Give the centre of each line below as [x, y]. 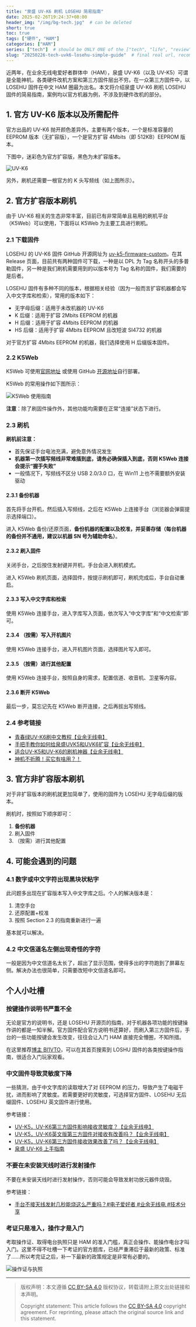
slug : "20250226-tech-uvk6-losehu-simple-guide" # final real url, [91, 55]
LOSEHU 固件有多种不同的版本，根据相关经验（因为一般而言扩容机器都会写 [96, 288]
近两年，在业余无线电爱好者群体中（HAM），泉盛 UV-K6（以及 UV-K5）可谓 [97, 72]
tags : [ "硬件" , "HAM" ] [33, 39]
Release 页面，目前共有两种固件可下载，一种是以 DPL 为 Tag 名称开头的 [92, 261]
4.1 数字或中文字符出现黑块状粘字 [52, 879]
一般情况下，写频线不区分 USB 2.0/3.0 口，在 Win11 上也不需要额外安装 [100, 473]
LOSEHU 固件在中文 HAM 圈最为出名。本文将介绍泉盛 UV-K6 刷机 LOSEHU [96, 87]
